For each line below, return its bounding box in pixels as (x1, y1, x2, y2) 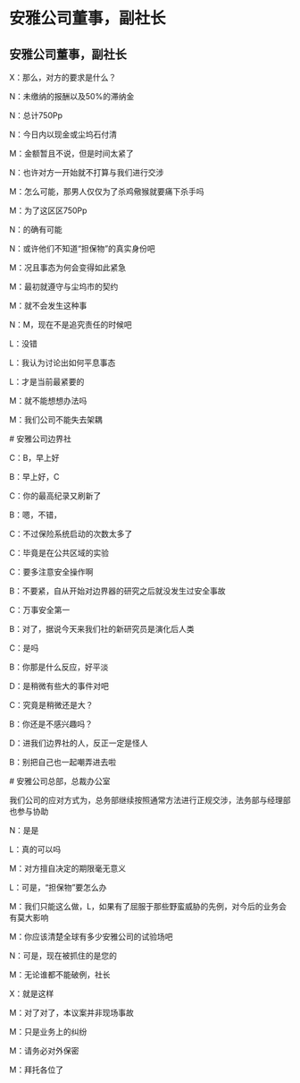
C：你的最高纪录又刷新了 (9, 490, 102, 501)
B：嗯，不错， (9, 509, 62, 520)
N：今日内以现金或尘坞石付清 (9, 129, 118, 140)
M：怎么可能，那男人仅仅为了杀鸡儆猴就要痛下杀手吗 (9, 186, 204, 197)
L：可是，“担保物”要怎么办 (9, 883, 107, 892)
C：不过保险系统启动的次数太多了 (9, 529, 133, 539)
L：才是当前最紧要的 (9, 377, 85, 387)
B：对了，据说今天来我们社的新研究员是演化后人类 (9, 624, 195, 634)
